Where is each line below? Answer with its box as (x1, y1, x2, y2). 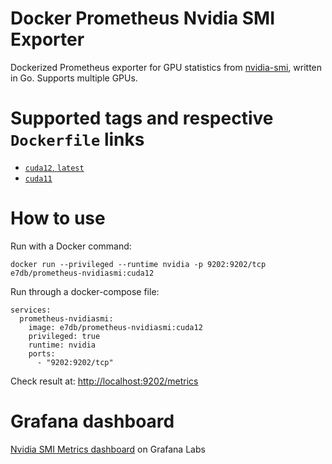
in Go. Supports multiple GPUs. (10, 72, 138, 84)
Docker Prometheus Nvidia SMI (10, 7, 276, 30)
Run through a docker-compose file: (10, 285, 160, 297)
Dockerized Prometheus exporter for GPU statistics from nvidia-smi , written (10, 61, 323, 73)
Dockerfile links (10, 128, 145, 151)
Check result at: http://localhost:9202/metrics (10, 375, 199, 387)
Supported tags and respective (10, 107, 274, 130)
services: (10, 305, 52, 315)
